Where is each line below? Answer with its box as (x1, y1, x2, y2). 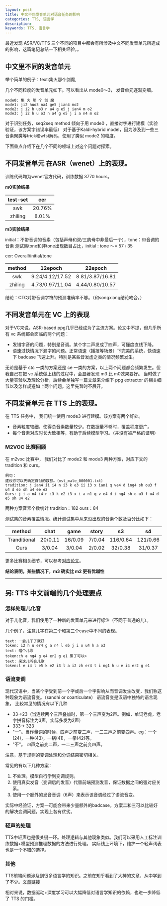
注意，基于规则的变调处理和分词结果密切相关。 (5, 752, 101, 758)
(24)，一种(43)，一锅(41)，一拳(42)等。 (12, 735, 94, 741)
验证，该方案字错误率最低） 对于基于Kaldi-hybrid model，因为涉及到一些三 (5, 126, 159, 132)
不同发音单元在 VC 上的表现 (5, 311, 90, 319)
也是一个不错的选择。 (5, 847, 49, 853)
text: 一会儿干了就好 (5, 639, 45, 644)
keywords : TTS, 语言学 (5, 26, 50, 31)
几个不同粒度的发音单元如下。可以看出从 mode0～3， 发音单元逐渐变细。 (5, 87, 156, 93)
